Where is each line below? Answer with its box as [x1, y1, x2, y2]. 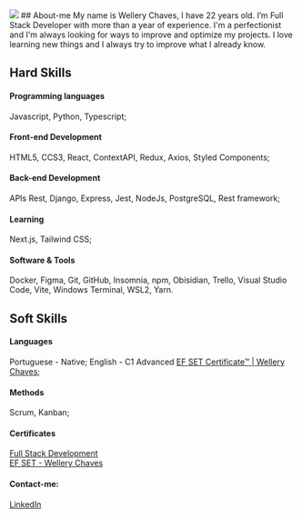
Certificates [9, 427, 56, 439]
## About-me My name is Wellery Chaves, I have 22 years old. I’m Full [20, 10, 284, 21]
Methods [9, 386, 45, 398]
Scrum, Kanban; [9, 407, 70, 418]
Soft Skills [9, 311, 68, 326]
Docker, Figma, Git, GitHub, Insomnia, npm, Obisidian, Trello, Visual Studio [9, 274, 287, 285]
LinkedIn [9, 499, 42, 510]
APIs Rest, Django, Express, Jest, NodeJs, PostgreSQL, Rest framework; [9, 193, 280, 204]
